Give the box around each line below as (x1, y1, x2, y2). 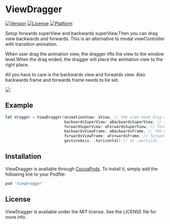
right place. (5, 61, 29, 68)
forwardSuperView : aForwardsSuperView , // (64, 124, 155, 129)
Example (5, 101, 33, 110)
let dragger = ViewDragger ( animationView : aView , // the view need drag (5, 114, 162, 120)
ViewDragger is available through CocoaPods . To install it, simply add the (5, 166, 158, 172)
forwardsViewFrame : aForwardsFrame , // (64, 134, 148, 139)
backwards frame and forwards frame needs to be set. (5, 77, 119, 83)
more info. (5, 214, 27, 220)
